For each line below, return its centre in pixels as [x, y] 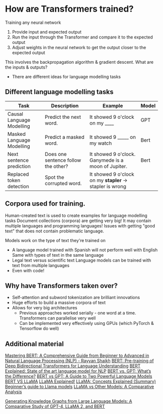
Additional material [34, 344]
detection [18, 186]
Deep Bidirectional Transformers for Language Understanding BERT [73, 366]
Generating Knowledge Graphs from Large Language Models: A [69, 401]
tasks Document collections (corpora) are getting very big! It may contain [78, 221]
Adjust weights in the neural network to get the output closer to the [79, 47]
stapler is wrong [108, 186]
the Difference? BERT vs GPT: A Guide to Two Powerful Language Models [79, 376]
